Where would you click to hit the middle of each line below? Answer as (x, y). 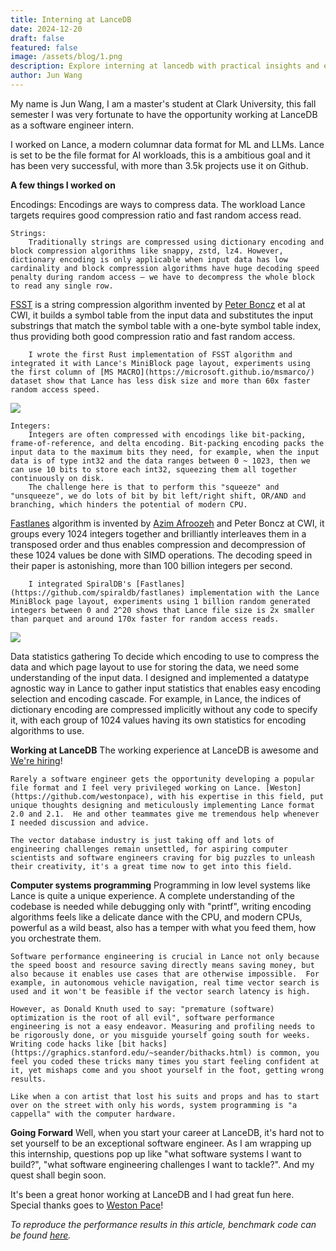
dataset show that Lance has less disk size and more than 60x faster (160, 381)
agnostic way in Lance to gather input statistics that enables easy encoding (166, 688)
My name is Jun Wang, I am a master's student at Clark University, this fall (163, 103)
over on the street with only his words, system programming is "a (154, 1105)
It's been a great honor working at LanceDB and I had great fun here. (152, 1194)
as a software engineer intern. (72, 125)
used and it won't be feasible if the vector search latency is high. (160, 991)
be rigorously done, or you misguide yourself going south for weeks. (160, 1035)
